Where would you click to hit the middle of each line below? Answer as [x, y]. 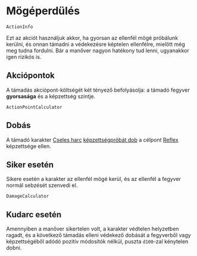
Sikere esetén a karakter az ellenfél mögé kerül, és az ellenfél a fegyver [94, 179]
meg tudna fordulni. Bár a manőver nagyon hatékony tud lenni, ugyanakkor [98, 50]
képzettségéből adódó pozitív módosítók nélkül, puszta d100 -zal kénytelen [97, 242]
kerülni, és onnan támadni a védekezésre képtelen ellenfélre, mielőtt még [96, 44]
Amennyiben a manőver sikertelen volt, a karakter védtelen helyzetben [93, 229]
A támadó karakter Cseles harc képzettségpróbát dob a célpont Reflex [92, 140]
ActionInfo [20, 27]
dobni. [14, 248]
